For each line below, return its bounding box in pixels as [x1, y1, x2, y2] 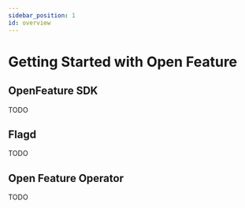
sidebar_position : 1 [8, 11, 76, 20]
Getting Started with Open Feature [8, 53, 238, 71]
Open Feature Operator [8, 171, 124, 185]
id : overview [8, 19, 51, 27]
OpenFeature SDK [8, 84, 98, 98]
